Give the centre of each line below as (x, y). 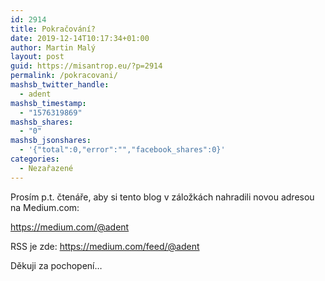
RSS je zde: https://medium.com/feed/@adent (105, 246)
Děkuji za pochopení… (56, 265)
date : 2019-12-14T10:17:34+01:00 (80, 38)
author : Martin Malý (53, 47)
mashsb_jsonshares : (51, 141)
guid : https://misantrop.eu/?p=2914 (86, 66)
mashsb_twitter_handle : (60, 85)
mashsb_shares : (42, 122)
